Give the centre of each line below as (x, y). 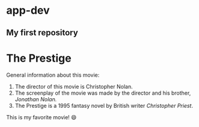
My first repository (42, 33)
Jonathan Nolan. (36, 99)
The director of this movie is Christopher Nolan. (74, 86)
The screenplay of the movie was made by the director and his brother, (103, 93)
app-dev (28, 10)
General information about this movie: (53, 75)
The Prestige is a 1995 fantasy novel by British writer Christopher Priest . (104, 105)
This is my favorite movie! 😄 (41, 117)
